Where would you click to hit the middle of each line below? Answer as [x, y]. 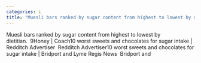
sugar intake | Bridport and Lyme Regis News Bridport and [79, 53]
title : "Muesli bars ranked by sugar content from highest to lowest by [99, 17]
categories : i [24, 12]
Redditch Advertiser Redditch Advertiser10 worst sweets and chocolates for [100, 47]
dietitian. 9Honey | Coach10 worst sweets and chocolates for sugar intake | [99, 41]
